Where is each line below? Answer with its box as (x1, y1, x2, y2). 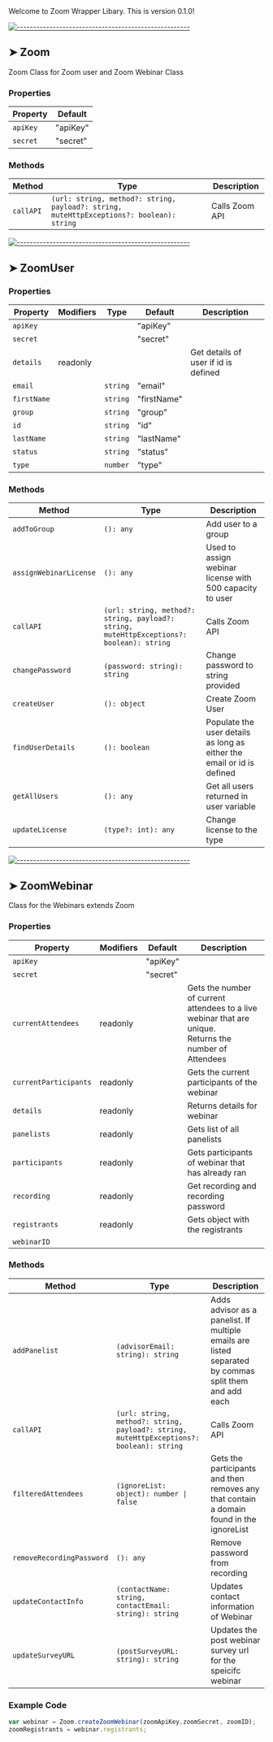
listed (210, 1345, 232, 1356)
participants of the (187, 1076, 258, 1088)
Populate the (206, 717, 254, 728)
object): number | (116, 1489, 188, 1498)
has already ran (187, 1166, 247, 1178)
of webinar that (187, 1157, 245, 1168)
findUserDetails (12, 743, 76, 753)
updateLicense (12, 825, 67, 835)
